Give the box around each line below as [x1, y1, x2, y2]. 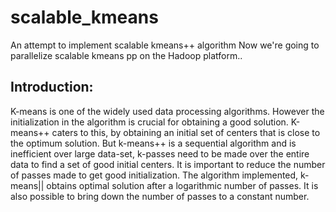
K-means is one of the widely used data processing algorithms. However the [10, 105, 325, 117]
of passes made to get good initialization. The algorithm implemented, [10, 169, 299, 181]
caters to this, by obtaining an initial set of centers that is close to [51, 126, 321, 138]
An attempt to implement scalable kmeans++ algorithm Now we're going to [10, 39, 320, 51]
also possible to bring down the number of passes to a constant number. [10, 190, 310, 202]
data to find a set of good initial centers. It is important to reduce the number [10, 158, 326, 170]
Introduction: [10, 79, 94, 96]
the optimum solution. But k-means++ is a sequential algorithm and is [10, 137, 297, 149]
